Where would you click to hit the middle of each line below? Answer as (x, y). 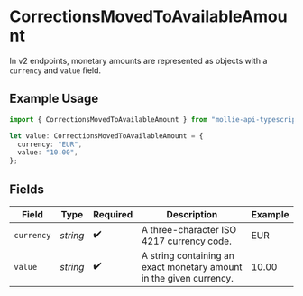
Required (113, 214)
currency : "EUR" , (50, 144)
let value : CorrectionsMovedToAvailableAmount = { (106, 136)
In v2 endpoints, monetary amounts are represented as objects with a (138, 60)
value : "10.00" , (48, 153)
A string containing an (188, 255)
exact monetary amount (192, 266)
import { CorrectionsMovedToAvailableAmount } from (108, 119)
